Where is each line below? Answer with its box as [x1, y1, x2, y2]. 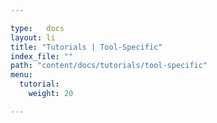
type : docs [10, 23, 65, 33]
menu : [10, 70, 33, 80]
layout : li [10, 32, 56, 43]
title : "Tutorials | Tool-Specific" [10, 42, 163, 52]
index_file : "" [10, 51, 74, 61]
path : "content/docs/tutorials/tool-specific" [10, 61, 208, 71]
